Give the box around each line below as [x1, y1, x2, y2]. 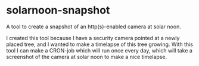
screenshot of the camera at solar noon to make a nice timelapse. [6, 53, 167, 60]
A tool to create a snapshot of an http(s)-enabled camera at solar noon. [6, 23, 182, 30]
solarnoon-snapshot [6, 4, 110, 17]
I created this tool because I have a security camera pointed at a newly [6, 34, 180, 41]
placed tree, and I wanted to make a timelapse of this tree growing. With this [6, 41, 194, 48]
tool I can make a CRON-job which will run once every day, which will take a [6, 47, 192, 54]
